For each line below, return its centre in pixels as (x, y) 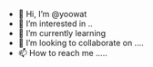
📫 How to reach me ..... (62, 53)
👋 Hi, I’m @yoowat (52, 14)
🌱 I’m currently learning (62, 33)
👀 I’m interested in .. (55, 24)
